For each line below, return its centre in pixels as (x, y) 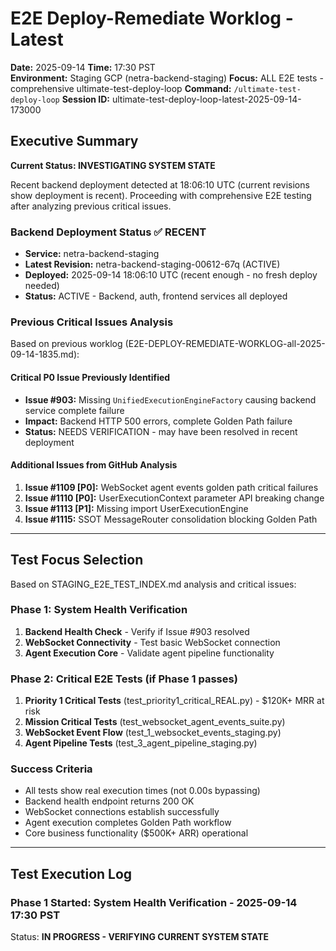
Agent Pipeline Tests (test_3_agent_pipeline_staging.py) (141, 743)
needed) (42, 286)
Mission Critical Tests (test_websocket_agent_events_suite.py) (155, 722)
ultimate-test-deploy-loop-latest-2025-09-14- (206, 99)
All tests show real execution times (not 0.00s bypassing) (142, 791)
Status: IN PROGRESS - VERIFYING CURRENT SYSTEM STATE (140, 937)
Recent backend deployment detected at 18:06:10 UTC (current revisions (160, 184)
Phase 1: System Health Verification (99, 610)
